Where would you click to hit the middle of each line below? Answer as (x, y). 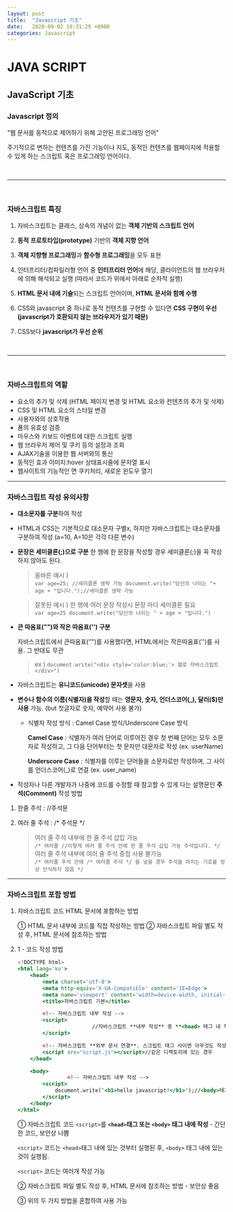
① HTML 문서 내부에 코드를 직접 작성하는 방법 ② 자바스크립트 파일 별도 (116, 926)
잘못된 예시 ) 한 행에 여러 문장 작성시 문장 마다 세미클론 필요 (115, 605)
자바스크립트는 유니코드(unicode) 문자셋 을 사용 (81, 685)
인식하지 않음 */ (63, 869)
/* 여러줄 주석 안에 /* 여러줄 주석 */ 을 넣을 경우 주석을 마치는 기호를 (126, 862)
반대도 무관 (49, 650)
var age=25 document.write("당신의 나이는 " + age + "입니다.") (123, 613)
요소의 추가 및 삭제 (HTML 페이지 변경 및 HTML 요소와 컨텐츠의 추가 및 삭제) (121, 401)
